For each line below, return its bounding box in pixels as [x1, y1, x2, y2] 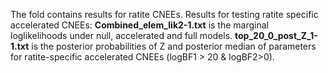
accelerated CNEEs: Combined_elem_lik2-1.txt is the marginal [10, 19, 269, 31]
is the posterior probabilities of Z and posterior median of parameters [31, 40, 317, 52]
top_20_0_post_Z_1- [234, 30, 318, 41]
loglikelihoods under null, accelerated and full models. [10, 30, 233, 41]
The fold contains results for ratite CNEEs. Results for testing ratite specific [10, 9, 319, 20]
